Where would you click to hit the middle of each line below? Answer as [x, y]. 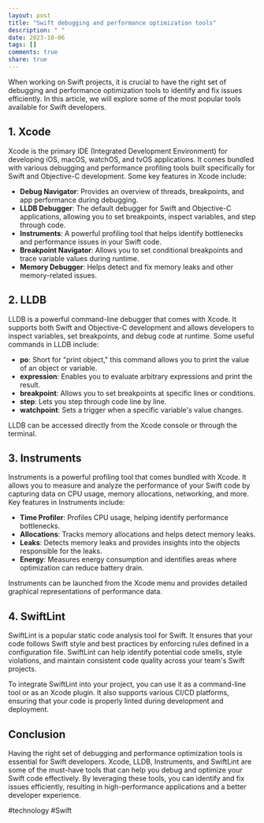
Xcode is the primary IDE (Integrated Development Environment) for [118, 151]
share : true [28, 60]
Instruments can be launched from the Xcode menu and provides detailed [128, 583]
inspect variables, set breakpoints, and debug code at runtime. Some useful [131, 335]
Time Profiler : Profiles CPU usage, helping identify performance [124, 518]
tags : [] [22, 45]
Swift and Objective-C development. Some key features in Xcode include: [127, 176]
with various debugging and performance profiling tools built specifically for [132, 167]
